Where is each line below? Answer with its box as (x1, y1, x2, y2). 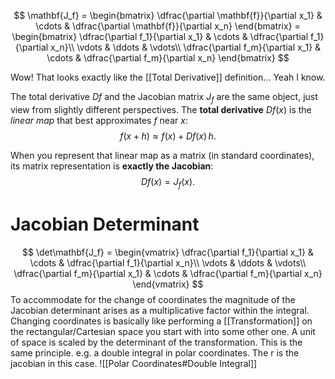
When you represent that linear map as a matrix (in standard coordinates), (10, 149, 315, 161)
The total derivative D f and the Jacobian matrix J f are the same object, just (10, 91, 318, 105)
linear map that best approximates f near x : (10, 114, 188, 126)
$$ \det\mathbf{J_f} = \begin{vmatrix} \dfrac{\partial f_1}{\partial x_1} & (22, 246, 314, 258)
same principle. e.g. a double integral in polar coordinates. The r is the (10, 346, 300, 359)
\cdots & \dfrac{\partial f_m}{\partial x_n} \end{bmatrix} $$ (46, 52, 290, 64)
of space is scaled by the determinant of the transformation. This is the (10, 336, 303, 348)
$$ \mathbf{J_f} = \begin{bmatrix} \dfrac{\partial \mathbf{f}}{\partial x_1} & (13, 10, 323, 21)
